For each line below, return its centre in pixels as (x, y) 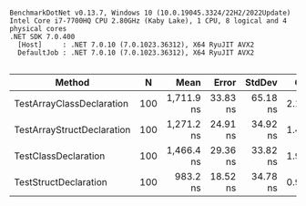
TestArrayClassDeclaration (71, 103)
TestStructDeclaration (61, 182)
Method (72, 82)
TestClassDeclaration (60, 156)
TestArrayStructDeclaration (72, 130)
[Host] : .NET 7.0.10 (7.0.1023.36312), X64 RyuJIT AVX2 (136, 45)
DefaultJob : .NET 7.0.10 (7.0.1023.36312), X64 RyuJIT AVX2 (136, 53)
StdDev (261, 82)
